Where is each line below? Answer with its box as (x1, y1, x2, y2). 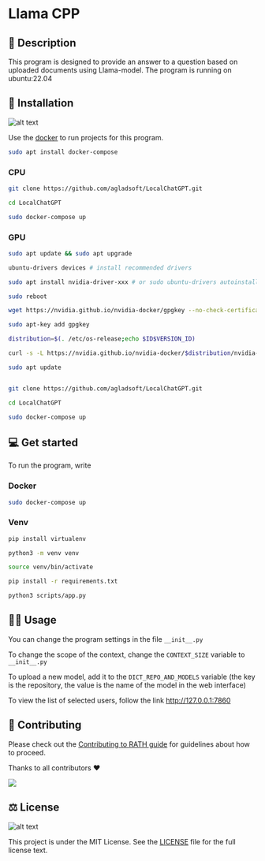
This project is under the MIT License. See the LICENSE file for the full (8, 837, 236, 846)
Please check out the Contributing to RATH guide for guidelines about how (8, 739, 251, 749)
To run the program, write (8, 460, 91, 470)
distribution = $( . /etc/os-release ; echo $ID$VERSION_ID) (8, 335, 196, 343)
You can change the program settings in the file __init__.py (8, 634, 203, 643)
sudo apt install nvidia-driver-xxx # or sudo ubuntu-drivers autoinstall (8, 278, 259, 286)
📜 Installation (8, 96, 74, 110)
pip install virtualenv (8, 535, 87, 542)
